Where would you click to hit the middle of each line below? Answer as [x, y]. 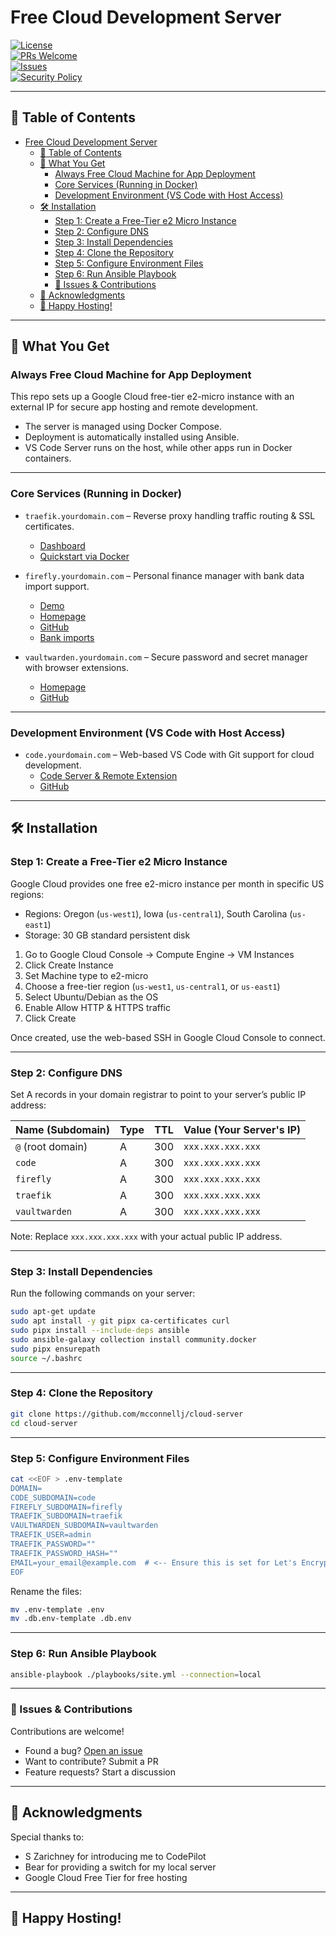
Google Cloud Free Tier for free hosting [106, 1877]
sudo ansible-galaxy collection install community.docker [133, 1339]
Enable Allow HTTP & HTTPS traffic [97, 1007]
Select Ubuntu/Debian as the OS [91, 997]
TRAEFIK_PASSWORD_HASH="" [64, 1553]
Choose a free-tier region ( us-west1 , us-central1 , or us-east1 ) [152, 986]
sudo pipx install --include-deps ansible [100, 1331]
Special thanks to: [47, 1837]
